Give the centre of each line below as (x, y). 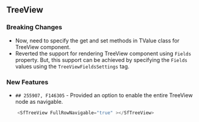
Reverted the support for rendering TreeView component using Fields (103, 53)
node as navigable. (39, 101)
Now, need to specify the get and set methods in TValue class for (97, 40)
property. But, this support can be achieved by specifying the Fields (101, 59)
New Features (27, 82)
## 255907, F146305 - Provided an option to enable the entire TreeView (104, 95)
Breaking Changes (34, 27)
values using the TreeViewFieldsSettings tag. (72, 66)
